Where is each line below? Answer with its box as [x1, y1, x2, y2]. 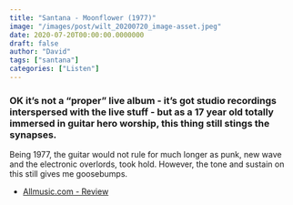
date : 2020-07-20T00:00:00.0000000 [9, 30, 145, 39]
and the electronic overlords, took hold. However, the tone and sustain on [9, 159, 285, 169]
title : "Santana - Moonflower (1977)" [9, 13, 157, 23]
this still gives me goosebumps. [9, 169, 128, 179]
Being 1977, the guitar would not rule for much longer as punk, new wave [9, 149, 282, 160]
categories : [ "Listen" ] [9, 65, 100, 74]
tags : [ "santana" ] [9, 56, 79, 65]
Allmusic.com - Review [22, 186, 109, 197]
